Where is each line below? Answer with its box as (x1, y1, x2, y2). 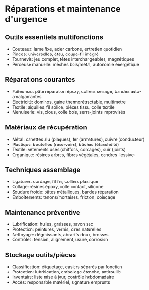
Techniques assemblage (5, 166, 81, 174)
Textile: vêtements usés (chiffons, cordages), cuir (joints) (12, 146, 126, 152)
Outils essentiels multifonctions (5, 33, 103, 41)
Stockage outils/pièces (5, 251, 76, 259)
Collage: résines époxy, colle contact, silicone (12, 184, 104, 190)
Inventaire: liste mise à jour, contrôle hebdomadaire (12, 274, 115, 280)
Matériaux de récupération (5, 123, 87, 132)
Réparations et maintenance (5, 3, 121, 15)
